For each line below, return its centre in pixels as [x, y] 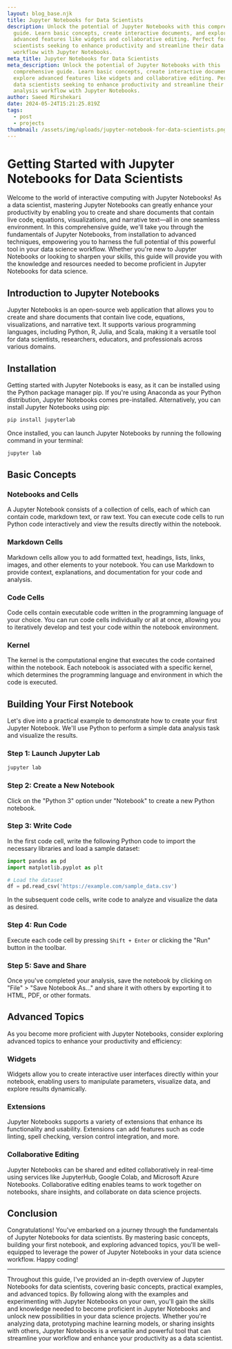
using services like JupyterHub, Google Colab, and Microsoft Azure [103, 1177]
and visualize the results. [42, 736]
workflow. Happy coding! [43, 1260]
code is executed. [32, 682]
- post [23, 116]
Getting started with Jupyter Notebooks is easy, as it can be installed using [114, 385]
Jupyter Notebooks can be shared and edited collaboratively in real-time [110, 1170]
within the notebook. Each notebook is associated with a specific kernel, [110, 668]
